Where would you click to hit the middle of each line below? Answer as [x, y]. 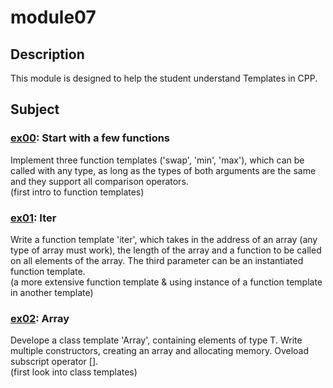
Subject [35, 109]
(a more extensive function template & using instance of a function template [166, 282]
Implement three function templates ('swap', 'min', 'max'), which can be [157, 160]
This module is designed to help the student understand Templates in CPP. [164, 78]
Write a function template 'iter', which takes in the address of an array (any [164, 239]
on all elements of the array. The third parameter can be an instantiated [157, 260]
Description [47, 54]
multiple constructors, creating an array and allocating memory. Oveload [159, 351]
